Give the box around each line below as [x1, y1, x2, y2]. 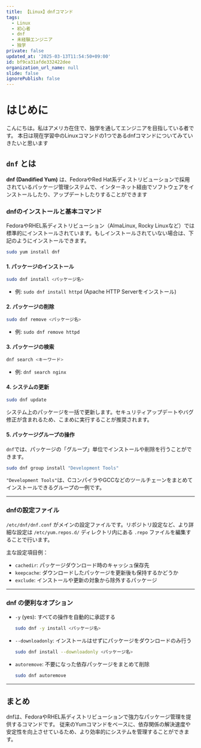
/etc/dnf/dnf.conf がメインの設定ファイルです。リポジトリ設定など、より [6, 520, 189, 528]
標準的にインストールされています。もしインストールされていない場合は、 [6, 229, 189, 237]
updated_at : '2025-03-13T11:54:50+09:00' [6, 53, 111, 59]
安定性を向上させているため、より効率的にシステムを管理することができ [6, 728, 184, 735]
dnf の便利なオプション [6, 599, 74, 607]
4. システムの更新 [6, 383, 50, 390]
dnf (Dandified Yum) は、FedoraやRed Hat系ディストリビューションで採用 [6, 175, 190, 183]
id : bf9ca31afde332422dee [6, 59, 71, 65]
